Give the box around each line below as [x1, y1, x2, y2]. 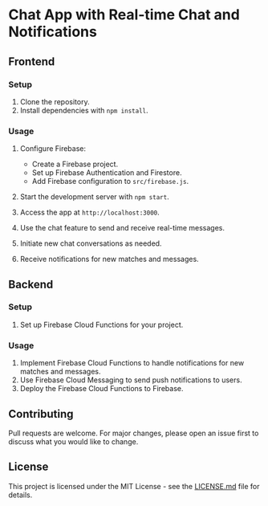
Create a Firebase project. [31, 159, 119, 169]
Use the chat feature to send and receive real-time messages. [19, 223, 225, 233]
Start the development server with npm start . [19, 192, 170, 202]
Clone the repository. [19, 96, 90, 106]
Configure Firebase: [19, 144, 87, 153]
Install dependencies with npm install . [19, 105, 148, 115]
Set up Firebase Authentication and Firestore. [31, 168, 182, 178]
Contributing [8, 407, 74, 421]
